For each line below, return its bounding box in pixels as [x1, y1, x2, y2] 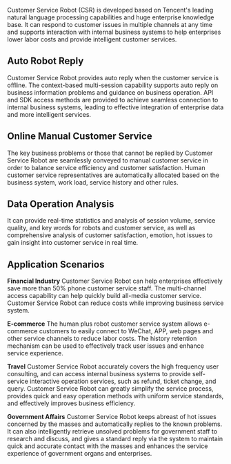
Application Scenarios [7, 259, 105, 270]
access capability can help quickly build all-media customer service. [7, 292, 202, 300]
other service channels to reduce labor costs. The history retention [7, 335, 197, 343]
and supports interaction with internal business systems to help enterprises [7, 28, 221, 36]
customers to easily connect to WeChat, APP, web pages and [39, 327, 214, 335]
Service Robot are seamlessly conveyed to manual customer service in [7, 156, 209, 165]
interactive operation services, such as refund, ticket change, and [30, 377, 217, 386]
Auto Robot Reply [7, 55, 84, 67]
